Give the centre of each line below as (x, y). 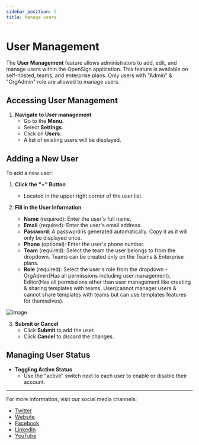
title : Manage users (32, 17)
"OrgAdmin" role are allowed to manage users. (63, 82)
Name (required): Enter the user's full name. (77, 219)
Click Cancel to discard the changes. (69, 336)
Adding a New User (42, 159)
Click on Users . (42, 133)
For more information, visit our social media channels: (72, 399)
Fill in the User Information (48, 208)
